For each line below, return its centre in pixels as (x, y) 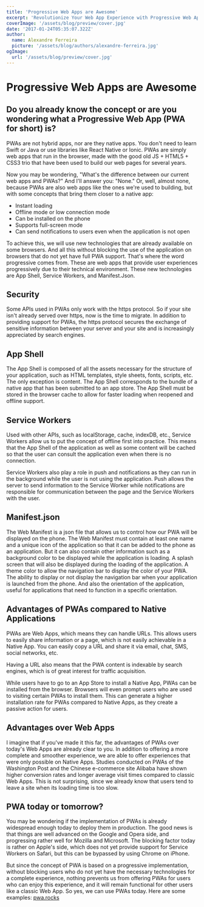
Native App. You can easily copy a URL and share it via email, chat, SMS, (97, 646)
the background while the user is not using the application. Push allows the (100, 479)
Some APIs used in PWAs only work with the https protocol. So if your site (99, 309)
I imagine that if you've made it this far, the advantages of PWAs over (93, 742)
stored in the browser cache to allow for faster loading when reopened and (100, 395)
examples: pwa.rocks (33, 898)
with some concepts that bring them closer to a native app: (80, 194)
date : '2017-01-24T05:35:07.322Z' (50, 29)
